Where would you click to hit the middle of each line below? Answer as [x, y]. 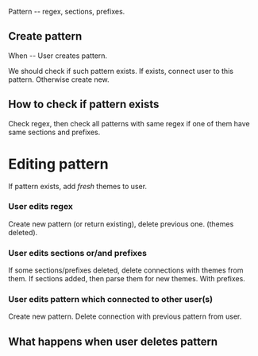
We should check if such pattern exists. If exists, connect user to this [121, 71]
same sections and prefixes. [54, 132]
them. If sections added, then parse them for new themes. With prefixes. [127, 279]
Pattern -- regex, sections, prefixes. [67, 12]
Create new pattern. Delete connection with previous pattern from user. [125, 316]
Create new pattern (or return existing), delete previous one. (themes [121, 224]
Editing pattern [58, 164]
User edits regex [41, 207]
